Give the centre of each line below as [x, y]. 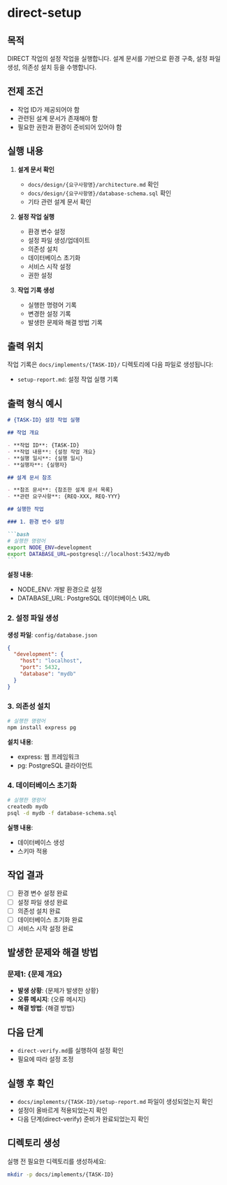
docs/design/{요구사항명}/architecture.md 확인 [93, 184]
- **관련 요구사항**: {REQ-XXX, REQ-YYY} [64, 497]
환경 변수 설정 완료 [43, 893]
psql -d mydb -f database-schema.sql [62, 813]
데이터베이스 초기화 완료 [50, 919]
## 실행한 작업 [25, 509]
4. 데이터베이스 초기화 [42, 785]
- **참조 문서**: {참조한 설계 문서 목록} [60, 490]
